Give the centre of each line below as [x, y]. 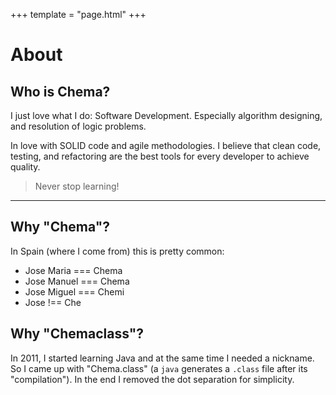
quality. [25, 167]
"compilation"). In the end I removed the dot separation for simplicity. [152, 379]
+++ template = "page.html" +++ [78, 14]
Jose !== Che [53, 302]
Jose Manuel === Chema [77, 281]
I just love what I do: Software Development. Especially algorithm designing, [166, 115]
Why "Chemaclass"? [77, 334]
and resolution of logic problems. [78, 126]
